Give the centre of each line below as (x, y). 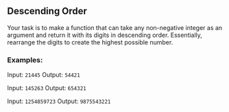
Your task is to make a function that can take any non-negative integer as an (115, 27)
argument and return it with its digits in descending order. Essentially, (105, 35)
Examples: (25, 59)
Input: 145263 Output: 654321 (47, 88)
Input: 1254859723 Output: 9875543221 (59, 101)
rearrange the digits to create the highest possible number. (90, 42)
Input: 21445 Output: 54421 (44, 75)
